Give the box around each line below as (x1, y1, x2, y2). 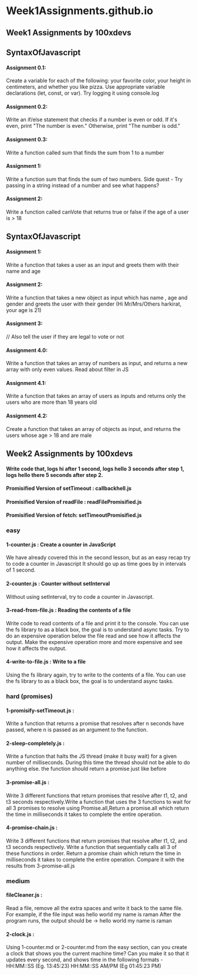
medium (6, 877, 30, 885)
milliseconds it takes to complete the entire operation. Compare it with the (6, 855, 185, 863)
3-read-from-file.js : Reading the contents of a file (6, 606, 131, 613)
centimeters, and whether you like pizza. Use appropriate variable (6, 84, 165, 91)
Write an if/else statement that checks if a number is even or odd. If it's (6, 116, 178, 123)
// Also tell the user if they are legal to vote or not (6, 333, 124, 340)
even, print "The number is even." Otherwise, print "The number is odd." (6, 122, 181, 130)
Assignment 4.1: (6, 379, 46, 386)
